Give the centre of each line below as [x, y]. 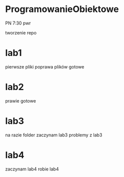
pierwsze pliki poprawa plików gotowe [45, 66]
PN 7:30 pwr [18, 23]
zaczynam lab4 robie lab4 [32, 169]
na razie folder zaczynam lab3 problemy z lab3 [54, 135]
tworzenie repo [21, 32]
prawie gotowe [21, 100]
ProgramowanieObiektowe [62, 9]
